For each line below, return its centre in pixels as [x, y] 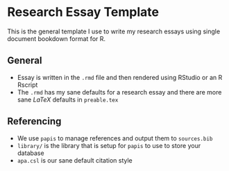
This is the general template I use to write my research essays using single [114, 31]
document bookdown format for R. [57, 38]
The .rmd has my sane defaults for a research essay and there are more [119, 92]
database [31, 153]
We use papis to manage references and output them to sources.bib [115, 138]
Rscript [27, 85]
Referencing [34, 121]
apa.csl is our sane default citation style [75, 160]
